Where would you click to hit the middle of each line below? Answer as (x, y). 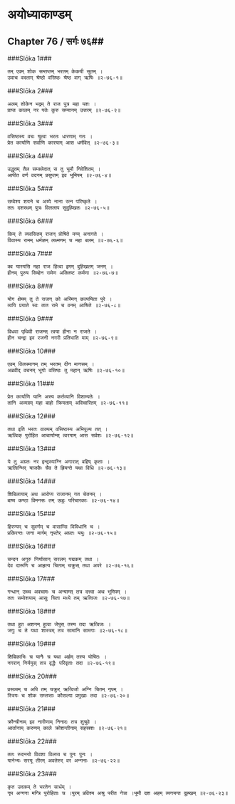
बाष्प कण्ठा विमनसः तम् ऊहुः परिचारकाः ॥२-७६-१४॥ (63, 500)
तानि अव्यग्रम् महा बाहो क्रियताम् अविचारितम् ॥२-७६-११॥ (68, 403)
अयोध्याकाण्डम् (39, 15)
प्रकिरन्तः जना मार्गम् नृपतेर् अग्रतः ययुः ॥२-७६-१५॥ (62, 533)
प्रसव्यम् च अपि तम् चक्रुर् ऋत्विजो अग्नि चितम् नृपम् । (65, 689)
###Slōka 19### (31, 644)
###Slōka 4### (30, 156)
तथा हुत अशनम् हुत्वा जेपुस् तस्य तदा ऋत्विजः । (59, 624)
